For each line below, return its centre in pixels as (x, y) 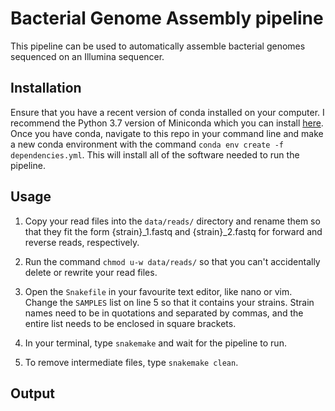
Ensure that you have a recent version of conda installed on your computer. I (167, 112)
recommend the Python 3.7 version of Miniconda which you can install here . (167, 123)
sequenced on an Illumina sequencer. (87, 56)
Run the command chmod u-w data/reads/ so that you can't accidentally (172, 261)
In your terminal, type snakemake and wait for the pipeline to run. (155, 343)
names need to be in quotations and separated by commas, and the (164, 313)
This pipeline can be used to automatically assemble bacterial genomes (158, 46)
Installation (46, 88)
